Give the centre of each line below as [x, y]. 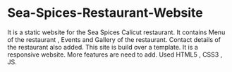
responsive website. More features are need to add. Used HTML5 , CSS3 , [115, 55]
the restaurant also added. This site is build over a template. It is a [103, 47]
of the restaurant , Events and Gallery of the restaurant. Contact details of [114, 39]
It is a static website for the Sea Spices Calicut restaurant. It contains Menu [116, 32]
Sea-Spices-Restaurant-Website [105, 13]
